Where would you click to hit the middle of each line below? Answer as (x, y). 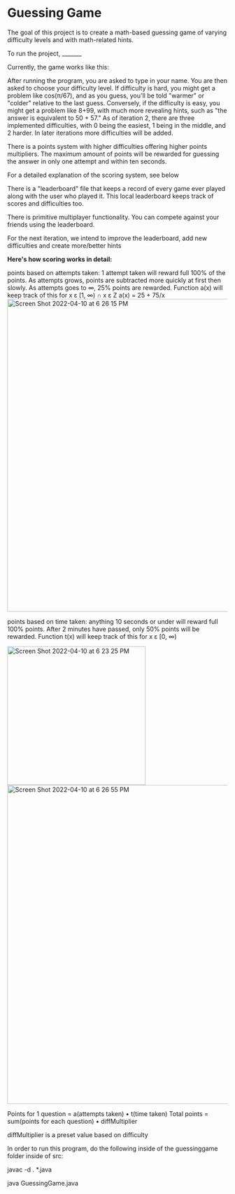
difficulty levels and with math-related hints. (71, 39)
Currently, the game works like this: (58, 67)
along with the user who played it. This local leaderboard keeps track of (111, 196)
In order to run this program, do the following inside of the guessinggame (113, 1148)
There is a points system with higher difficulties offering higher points (107, 146)
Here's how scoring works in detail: (60, 259)
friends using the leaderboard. (51, 224)
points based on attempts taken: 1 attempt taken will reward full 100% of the (116, 272)
